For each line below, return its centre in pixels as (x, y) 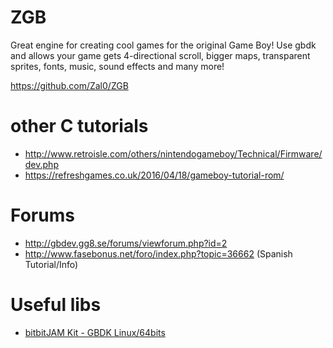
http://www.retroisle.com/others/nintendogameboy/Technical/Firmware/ (173, 153)
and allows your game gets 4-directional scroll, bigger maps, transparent (160, 55)
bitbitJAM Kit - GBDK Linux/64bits (95, 332)
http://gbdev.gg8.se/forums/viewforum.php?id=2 (126, 243)
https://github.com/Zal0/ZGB (69, 85)
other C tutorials (79, 126)
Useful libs (56, 305)
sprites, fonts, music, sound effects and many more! (117, 66)
